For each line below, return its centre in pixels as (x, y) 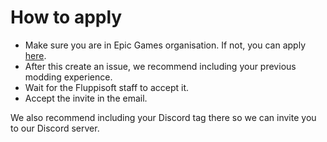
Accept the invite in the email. (86, 98)
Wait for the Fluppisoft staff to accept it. (106, 87)
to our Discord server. (55, 128)
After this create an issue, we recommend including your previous (160, 66)
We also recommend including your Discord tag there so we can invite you (163, 117)
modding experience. (68, 77)
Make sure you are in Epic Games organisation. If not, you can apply (165, 45)
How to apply (66, 17)
